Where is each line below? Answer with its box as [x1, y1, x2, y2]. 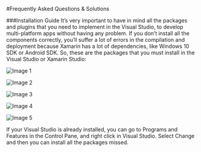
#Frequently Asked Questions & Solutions [6, 5, 110, 12]
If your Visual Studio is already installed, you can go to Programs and [6, 126, 178, 133]
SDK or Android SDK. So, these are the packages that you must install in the [6, 49, 195, 56]
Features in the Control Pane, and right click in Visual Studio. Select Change [6, 133, 195, 139]
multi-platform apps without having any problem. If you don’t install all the [6, 30, 190, 37]
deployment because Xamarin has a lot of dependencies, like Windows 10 [6, 42, 190, 50]
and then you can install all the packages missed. [6, 139, 129, 146]
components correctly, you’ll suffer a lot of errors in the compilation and [6, 36, 185, 43]
